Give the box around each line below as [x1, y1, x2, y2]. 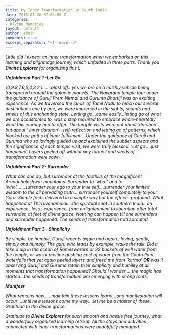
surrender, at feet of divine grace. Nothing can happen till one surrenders [5, 211, 157, 217]
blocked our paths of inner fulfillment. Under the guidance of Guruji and [5, 132, 155, 139]
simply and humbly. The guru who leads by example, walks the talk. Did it [5, 241, 158, 247]
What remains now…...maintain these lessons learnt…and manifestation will [5, 293, 162, 299]
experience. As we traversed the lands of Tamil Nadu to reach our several [5, 100, 158, 106]
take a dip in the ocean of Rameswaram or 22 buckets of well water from [5, 246, 157, 252]
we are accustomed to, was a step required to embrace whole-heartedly [5, 116, 156, 122]
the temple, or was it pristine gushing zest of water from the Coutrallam [5, 251, 154, 257]
